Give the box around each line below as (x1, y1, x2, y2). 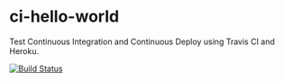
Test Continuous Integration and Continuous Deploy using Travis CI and (9, 36, 275, 47)
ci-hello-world (9, 6, 120, 27)
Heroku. (9, 45, 39, 56)
